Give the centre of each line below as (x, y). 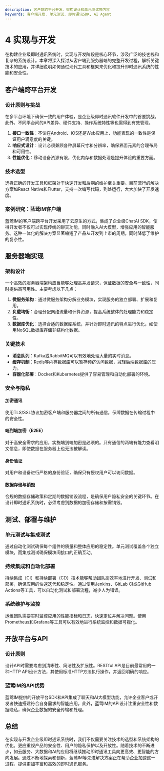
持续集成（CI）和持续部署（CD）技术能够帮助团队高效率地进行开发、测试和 (81, 578)
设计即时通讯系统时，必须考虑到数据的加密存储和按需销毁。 (65, 502)
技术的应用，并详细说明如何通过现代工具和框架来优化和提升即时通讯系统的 (80, 67)
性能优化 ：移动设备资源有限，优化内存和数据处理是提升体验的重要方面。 (85, 158)
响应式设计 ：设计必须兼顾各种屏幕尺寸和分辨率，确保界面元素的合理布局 (85, 146)
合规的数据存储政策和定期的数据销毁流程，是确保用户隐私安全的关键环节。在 (82, 497)
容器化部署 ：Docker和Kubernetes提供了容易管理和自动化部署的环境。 (82, 374)
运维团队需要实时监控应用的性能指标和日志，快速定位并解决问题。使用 (76, 616)
